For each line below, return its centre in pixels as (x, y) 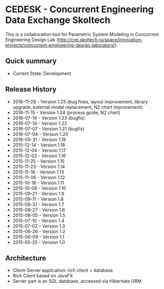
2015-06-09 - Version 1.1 (38, 237)
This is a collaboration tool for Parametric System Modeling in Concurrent (82, 34)
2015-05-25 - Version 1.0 (39, 242)
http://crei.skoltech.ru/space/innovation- (101, 40)
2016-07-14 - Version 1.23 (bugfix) (49, 118)
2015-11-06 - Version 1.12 (39, 177)
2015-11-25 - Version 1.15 (39, 161)
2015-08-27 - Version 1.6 (39, 210)
